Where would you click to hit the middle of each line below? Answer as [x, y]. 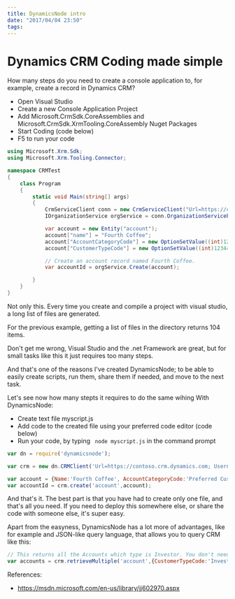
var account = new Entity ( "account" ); [101, 229]
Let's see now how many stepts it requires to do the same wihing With [108, 397]
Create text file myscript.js [55, 418]
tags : [15, 27]
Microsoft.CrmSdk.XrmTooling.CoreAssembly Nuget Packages [107, 124]
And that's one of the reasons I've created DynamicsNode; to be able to [111, 369]
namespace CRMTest [34, 171]
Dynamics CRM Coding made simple [115, 61]
